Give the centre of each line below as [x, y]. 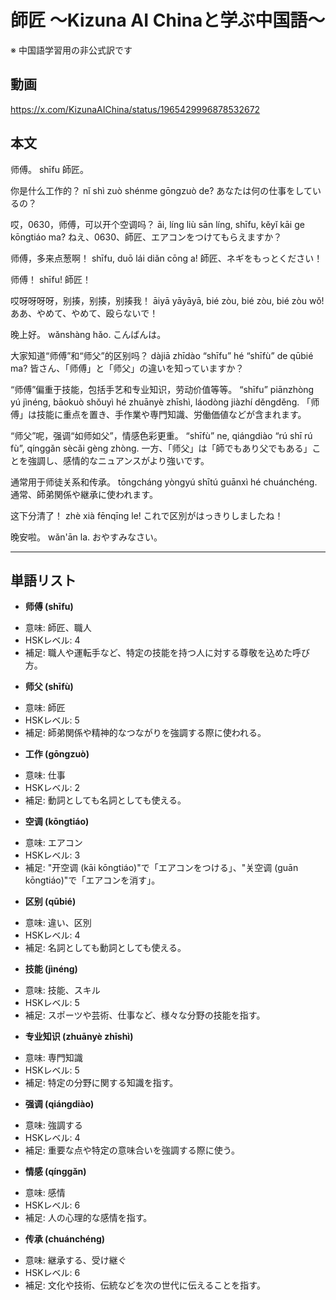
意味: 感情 [45, 1193]
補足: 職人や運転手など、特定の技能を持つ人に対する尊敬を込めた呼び [167, 653]
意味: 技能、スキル [62, 990]
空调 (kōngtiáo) [57, 822]
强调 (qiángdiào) [59, 1104]
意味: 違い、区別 [58, 923]
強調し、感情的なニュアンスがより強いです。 [118, 460]
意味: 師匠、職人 [58, 628]
